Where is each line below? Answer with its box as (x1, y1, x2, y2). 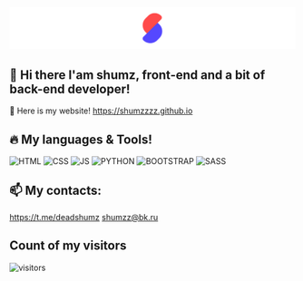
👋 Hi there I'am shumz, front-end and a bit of (9, 67, 266, 82)
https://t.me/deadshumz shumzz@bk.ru (9, 211, 159, 222)
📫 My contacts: (9, 183, 102, 199)
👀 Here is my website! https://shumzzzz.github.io (9, 105, 193, 116)
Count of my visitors (9, 238, 127, 254)
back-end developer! (9, 81, 131, 97)
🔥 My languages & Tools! (9, 131, 152, 147)
